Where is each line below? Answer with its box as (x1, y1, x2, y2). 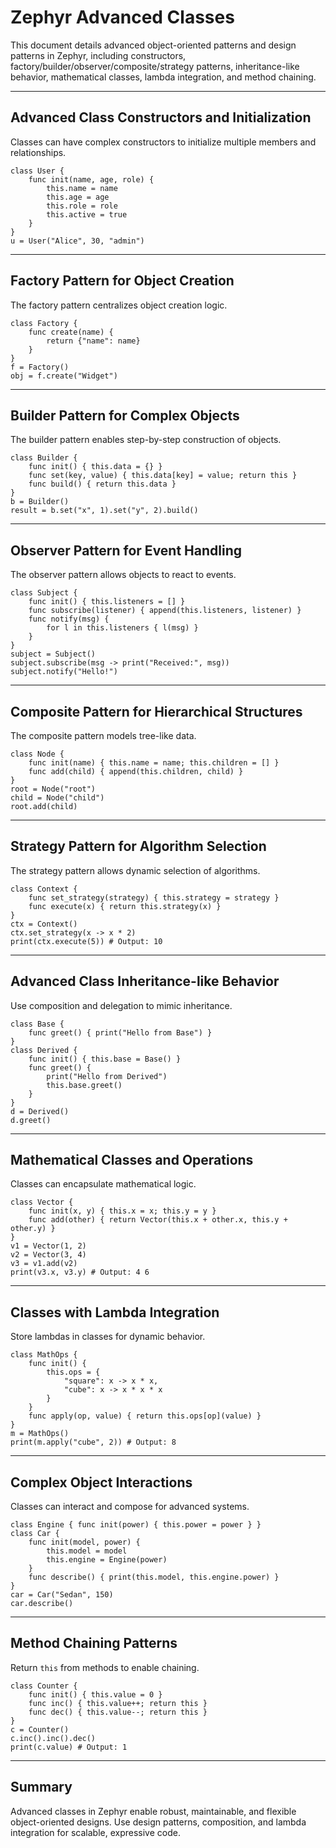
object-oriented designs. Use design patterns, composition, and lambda (10, 1816, 307, 1828)
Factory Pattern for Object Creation (10, 272, 235, 290)
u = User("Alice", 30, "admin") (10, 236, 145, 246)
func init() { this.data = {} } (28, 462, 163, 472)
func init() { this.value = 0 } (28, 1689, 163, 1700)
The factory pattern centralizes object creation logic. (10, 299, 228, 311)
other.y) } (10, 1224, 56, 1234)
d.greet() (10, 1115, 52, 1125)
